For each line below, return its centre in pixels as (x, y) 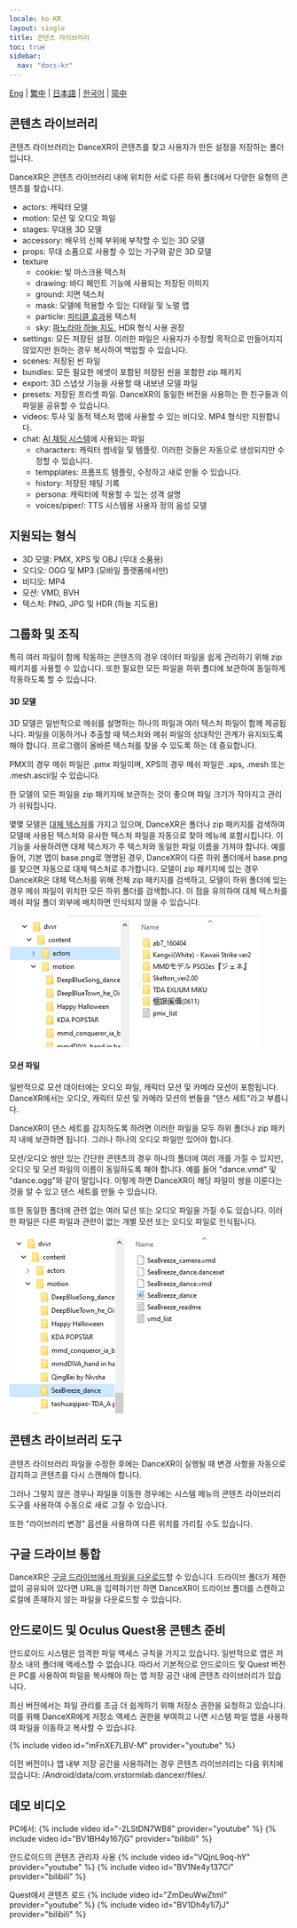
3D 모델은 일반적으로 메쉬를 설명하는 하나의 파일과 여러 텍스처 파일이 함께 (136, 723)
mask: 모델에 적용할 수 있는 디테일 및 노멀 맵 (112, 305)
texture (35, 261)
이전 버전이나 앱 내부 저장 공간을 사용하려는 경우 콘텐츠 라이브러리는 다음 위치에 (146, 1764)
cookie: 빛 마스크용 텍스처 (81, 272)
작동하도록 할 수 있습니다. (53, 679)
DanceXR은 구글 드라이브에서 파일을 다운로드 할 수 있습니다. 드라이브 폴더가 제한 (148, 1577)
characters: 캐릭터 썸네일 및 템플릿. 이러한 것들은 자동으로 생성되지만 (155, 450)
